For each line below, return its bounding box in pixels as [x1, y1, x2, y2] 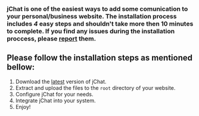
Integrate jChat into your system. [15, 97, 96, 104]
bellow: [7, 62, 35, 73]
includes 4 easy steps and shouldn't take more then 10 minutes [7, 20, 194, 28]
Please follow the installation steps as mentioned [7, 53, 193, 63]
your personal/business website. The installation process [7, 12, 177, 20]
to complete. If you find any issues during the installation [7, 27, 175, 35]
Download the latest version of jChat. [15, 78, 107, 85]
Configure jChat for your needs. [15, 90, 94, 98]
